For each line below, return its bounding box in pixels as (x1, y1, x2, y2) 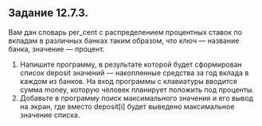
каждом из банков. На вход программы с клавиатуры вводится (19, 76, 237, 86)
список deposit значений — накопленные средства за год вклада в (19, 67, 249, 78)
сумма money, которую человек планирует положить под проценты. (19, 85, 255, 94)
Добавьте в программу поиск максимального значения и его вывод (19, 93, 253, 102)
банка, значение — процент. (8, 44, 105, 54)
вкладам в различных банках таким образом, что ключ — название (8, 36, 240, 45)
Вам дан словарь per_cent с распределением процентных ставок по (8, 27, 243, 36)
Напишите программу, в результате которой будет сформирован (19, 59, 243, 69)
